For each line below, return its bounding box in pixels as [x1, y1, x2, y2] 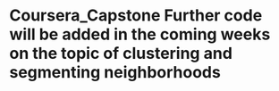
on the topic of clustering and [9, 44, 232, 63]
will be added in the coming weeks [9, 24, 271, 45]
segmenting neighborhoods [9, 62, 221, 83]
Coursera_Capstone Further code [9, 5, 263, 26]
